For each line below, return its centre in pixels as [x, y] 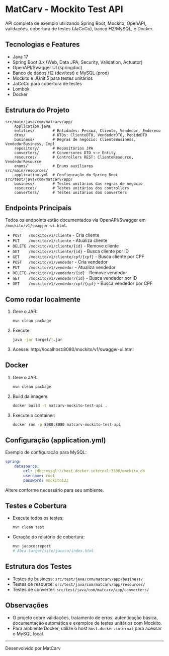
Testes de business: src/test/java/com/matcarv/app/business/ [78, 579]
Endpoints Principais [38, 208]
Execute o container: [34, 415]
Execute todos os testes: [38, 518]
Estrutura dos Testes [38, 567]
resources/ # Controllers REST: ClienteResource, [74, 157]
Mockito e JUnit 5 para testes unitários [53, 78]
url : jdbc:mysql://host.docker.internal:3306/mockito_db [84, 471]
